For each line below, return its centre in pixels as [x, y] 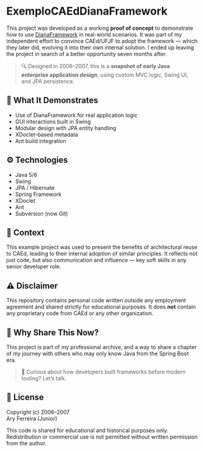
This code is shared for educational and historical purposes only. [87, 430]
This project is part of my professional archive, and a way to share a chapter [102, 347]
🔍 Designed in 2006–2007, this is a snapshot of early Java [95, 66]
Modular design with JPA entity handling [66, 128]
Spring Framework [38, 194]
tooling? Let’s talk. [44, 378]
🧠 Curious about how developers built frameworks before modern [104, 372]
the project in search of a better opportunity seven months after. [87, 54]
